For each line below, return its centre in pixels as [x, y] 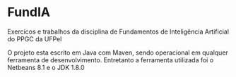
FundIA [29, 12]
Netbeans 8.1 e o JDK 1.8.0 [46, 67]
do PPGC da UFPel [35, 38]
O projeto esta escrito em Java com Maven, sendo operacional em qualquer [118, 52]
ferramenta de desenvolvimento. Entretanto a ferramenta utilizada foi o [111, 59]
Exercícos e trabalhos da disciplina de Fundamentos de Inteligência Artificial [118, 31]
